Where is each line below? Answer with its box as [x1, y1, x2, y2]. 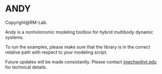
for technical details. [5, 64, 47, 70]
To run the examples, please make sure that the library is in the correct [5, 44, 151, 50]
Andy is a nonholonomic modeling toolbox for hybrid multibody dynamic [5, 29, 154, 35]
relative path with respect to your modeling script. [5, 49, 108, 55]
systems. [5, 34, 24, 40]
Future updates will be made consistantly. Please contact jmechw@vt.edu [5, 59, 157, 65]
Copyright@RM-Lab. [5, 19, 48, 25]
